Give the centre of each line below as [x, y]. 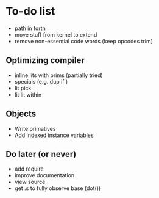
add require [29, 169]
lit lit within [28, 94]
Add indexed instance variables [54, 135]
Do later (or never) [41, 154]
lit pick [23, 88]
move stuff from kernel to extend [56, 34]
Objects [21, 114]
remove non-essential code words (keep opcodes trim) [84, 41]
